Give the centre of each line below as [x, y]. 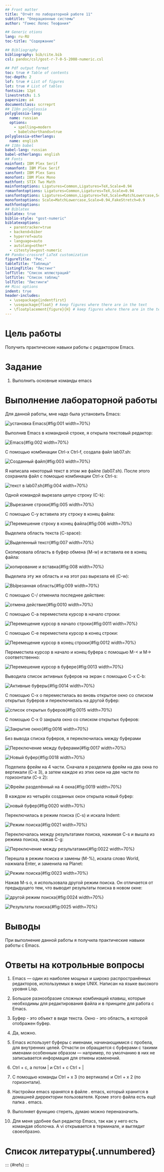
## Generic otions [24, 32]
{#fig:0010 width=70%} [70, 604]
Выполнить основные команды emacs [52, 381]
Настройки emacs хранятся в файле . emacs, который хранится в [80, 1092]
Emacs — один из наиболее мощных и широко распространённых [82, 979]
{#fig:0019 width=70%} [98, 787]
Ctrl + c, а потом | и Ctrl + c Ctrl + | [48, 1068]
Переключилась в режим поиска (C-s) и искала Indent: [63, 815]
